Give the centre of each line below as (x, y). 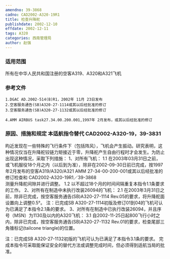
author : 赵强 (18, 43)
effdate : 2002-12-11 (27, 29)
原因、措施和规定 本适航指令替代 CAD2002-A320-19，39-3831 (83, 134)
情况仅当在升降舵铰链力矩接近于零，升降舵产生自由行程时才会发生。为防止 (87, 152)
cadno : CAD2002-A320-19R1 (32, 15)
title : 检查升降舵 (23, 19)
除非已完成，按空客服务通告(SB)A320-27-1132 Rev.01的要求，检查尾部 (87, 222)
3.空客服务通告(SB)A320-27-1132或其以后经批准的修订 (56, 110)
